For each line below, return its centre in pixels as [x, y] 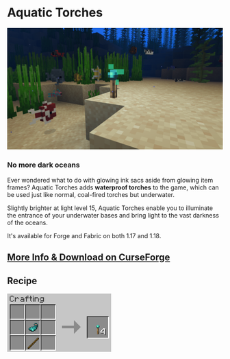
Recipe [22, 280]
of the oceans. [27, 222]
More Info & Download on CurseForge [89, 258]
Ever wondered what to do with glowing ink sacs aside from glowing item [110, 180]
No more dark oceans [43, 165]
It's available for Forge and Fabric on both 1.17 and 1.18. [84, 235]
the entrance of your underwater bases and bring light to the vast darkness [113, 215]
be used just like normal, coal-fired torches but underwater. [91, 194]
